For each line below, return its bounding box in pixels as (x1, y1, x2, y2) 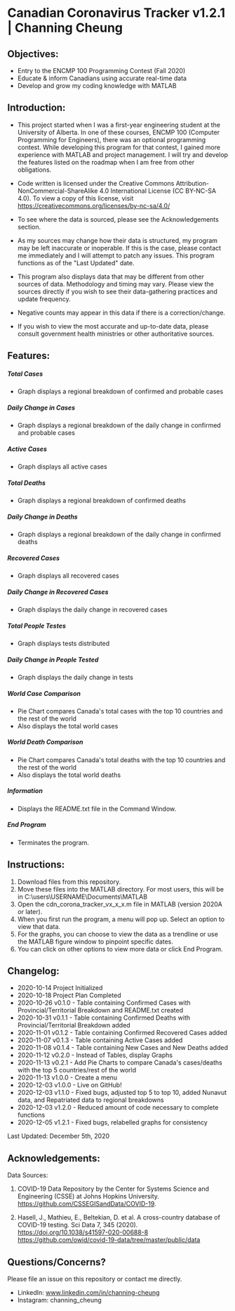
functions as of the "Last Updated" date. (17, 258, 135, 267)
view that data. (17, 922, 61, 930)
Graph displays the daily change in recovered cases (17, 605, 168, 614)
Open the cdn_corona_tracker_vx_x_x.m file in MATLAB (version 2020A (17, 899, 222, 908)
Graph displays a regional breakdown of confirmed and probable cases (17, 387, 224, 395)
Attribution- (175, 179, 209, 187)
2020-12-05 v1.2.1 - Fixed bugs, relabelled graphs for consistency (17, 1118, 208, 1127)
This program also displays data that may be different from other (17, 272, 205, 281)
